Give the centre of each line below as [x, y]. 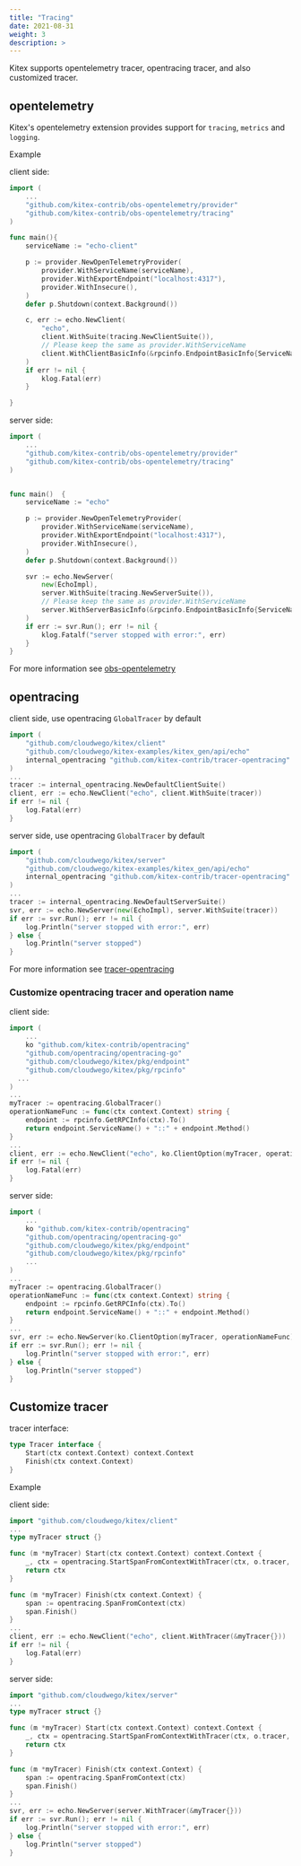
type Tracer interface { [56, 1445]
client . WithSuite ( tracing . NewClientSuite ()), [128, 337]
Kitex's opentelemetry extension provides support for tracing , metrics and [147, 127]
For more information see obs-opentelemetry [93, 668]
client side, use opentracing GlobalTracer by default [105, 719]
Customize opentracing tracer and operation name [122, 992]
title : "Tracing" [42, 17]
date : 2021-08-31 [42, 26]
